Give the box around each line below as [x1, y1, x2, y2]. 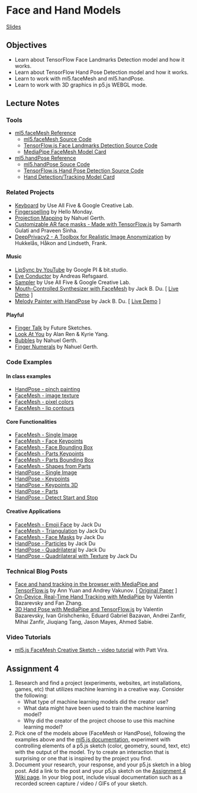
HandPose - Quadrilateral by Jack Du [14, 546, 106, 553]
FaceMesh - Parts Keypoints [14, 450, 84, 457]
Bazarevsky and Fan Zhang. [14, 599, 83, 607]
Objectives [6, 40, 47, 50]
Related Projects [6, 188, 54, 196]
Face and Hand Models [6, 4, 121, 17]
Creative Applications [6, 508, 61, 515]
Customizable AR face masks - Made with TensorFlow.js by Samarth [14, 220, 182, 228]
